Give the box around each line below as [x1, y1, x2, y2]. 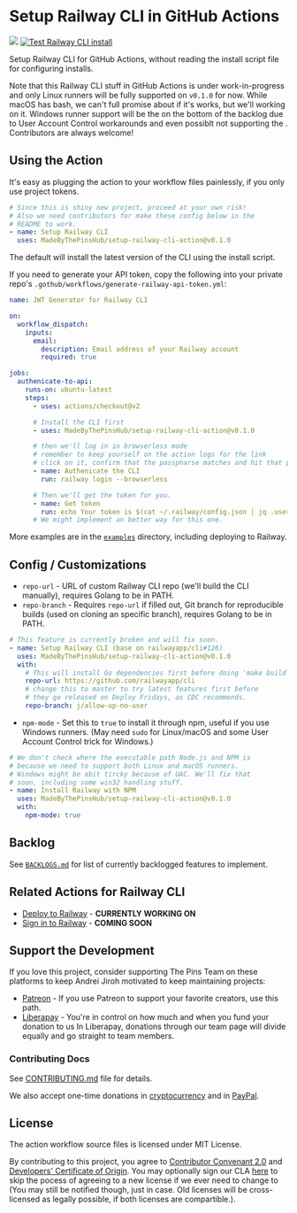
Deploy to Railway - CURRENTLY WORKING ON [21, 908, 196, 918]
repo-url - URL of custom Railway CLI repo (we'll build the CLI [21, 581, 249, 591]
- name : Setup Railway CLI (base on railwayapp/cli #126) [9, 644, 224, 653]
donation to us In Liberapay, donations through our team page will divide [21, 1021, 286, 1032]
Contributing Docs [9, 1053, 90, 1065]
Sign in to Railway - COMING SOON [21, 917, 153, 928]
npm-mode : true [25, 811, 81, 820]
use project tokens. [9, 186, 80, 197]
